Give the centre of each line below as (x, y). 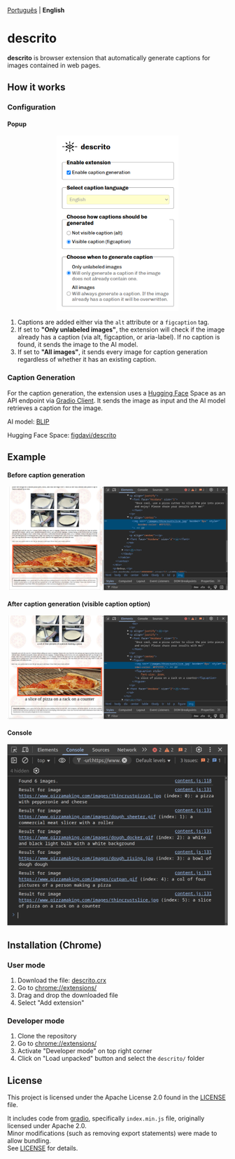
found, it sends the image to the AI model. (78, 345)
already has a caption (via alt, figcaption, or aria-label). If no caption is (119, 337)
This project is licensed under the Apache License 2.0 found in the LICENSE (116, 1097)
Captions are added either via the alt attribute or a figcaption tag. (113, 323)
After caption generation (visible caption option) (79, 604)
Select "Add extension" (51, 1003)
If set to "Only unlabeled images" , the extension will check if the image (121, 330)
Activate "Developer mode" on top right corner (85, 1051)
